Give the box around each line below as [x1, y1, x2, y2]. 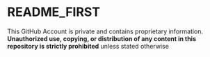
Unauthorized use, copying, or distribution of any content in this [7, 34, 197, 42]
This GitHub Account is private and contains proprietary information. [7, 27, 204, 35]
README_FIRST [7, 4, 101, 20]
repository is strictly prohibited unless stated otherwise [7, 42, 169, 50]
